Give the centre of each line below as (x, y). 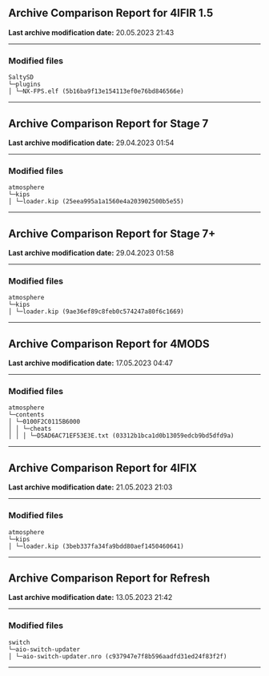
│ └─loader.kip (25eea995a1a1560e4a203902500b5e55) (96, 202)
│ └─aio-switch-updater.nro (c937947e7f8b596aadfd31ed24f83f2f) (118, 656)
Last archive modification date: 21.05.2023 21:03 (90, 487)
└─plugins (25, 84)
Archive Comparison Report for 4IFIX (103, 468)
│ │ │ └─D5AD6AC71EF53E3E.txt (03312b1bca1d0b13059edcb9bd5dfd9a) (121, 436)
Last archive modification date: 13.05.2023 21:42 (90, 598)
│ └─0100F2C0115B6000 (44, 422)
